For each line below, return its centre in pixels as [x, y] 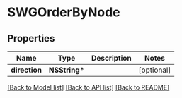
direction [27, 70]
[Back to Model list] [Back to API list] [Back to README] [89, 87]
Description [112, 58]
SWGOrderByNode [64, 12]
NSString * [67, 70]
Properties [31, 38]
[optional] [155, 70]
